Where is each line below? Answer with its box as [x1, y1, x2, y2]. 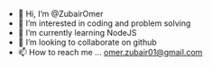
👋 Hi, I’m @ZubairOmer [17, 9, 104, 19]
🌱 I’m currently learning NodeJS [17, 28, 137, 37]
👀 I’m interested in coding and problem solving [17, 18, 191, 29]
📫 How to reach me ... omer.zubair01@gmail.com [17, 47, 203, 57]
